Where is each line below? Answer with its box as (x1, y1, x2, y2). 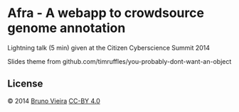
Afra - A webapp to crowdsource (7, 5, 205, 21)
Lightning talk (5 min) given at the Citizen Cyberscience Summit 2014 (7, 43, 211, 52)
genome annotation (7, 20, 126, 36)
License (7, 78, 43, 90)
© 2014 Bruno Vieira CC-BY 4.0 (7, 96, 101, 105)
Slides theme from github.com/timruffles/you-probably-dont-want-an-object (7, 57, 232, 65)
